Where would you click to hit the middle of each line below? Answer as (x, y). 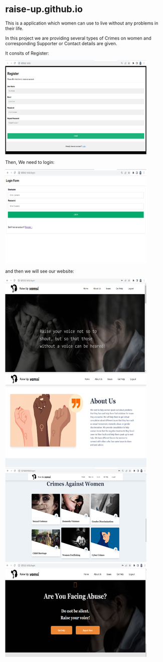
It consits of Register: (27, 53)
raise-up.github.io (44, 9)
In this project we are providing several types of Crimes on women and (78, 38)
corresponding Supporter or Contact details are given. (61, 43)
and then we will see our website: (40, 271)
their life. (14, 28)
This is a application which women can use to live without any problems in (82, 23)
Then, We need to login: (30, 162)
